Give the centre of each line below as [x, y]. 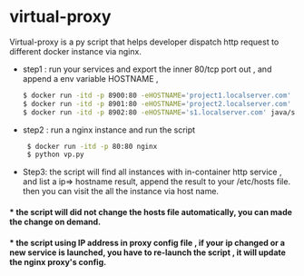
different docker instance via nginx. [76, 51]
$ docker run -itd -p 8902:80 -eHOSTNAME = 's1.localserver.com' [145, 112]
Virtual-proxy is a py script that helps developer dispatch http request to [144, 42]
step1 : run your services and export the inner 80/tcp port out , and [147, 69]
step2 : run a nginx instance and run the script [109, 130]
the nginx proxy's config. [58, 261]
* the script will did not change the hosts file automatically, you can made [151, 212]
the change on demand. [55, 222]
